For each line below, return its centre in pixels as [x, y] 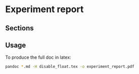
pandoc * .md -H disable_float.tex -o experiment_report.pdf [70, 67]
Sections [19, 28]
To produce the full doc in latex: [38, 57]
